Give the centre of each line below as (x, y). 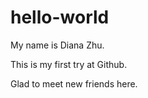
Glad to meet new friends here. (74, 83)
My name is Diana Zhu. (57, 45)
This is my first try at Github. (69, 64)
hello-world (60, 17)
